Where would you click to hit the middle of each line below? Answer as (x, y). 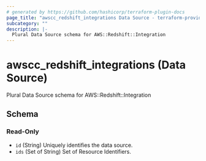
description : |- (27, 29)
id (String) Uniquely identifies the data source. (74, 145)
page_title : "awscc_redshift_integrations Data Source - (81, 18)
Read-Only (23, 132)
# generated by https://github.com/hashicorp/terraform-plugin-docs (96, 12)
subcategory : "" (27, 23)
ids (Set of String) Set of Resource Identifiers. (73, 151)
